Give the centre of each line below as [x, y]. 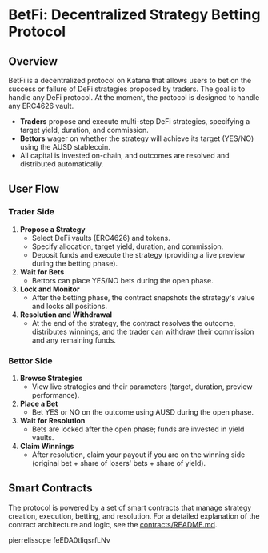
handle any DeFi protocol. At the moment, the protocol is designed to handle [134, 97]
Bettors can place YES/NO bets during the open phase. [122, 280]
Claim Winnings [47, 446]
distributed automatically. [62, 164]
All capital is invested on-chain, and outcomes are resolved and [124, 155]
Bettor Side [30, 360]
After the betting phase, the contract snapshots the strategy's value [143, 297]
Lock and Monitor [50, 289]
